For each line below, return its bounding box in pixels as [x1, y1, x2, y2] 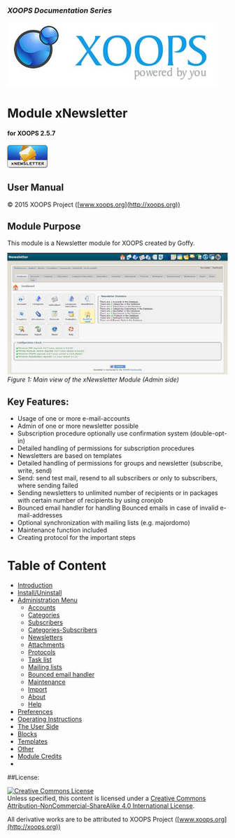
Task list [27, 655, 52, 664]
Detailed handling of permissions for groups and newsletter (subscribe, [17, 459, 223, 468]
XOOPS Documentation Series [7, 6, 113, 15]
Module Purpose [7, 220, 81, 232]
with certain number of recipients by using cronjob [17, 496, 164, 505]
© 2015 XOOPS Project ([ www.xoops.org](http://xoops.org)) [7, 200, 180, 209]
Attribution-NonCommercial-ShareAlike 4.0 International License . [7, 802, 195, 810]
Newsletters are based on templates [17, 452, 122, 460]
